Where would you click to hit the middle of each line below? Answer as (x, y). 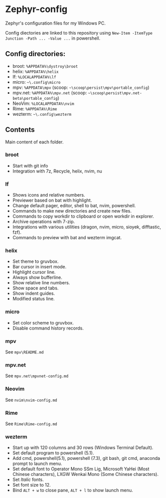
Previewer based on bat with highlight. (52, 200)
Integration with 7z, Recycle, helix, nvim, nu (57, 171)
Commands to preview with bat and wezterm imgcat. (67, 238)
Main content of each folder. (34, 142)
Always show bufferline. (37, 277)
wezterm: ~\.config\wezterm (42, 114)
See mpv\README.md (25, 352)
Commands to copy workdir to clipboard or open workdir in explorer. (83, 216)
